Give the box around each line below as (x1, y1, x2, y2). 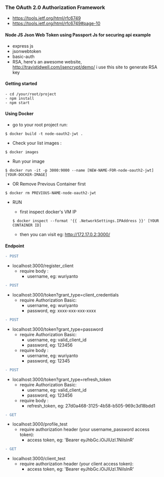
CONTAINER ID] (12, 223, 42, 228)
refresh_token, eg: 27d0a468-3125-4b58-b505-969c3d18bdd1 (27, 403, 156, 409)
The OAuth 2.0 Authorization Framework (5, 4, 106, 11)
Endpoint (5, 242, 25, 249)
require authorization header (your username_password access (19, 426, 150, 432)
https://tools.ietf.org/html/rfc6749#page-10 (12, 20, 101, 26)
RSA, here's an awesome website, (12, 59, 82, 64)
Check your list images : (12, 140, 62, 146)
